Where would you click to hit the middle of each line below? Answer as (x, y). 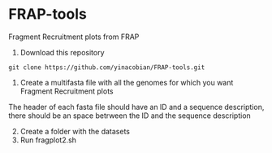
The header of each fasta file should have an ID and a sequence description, (136, 107)
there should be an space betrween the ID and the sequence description (130, 116)
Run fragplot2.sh (48, 140)
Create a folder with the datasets (75, 131)
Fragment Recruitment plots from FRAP (74, 37)
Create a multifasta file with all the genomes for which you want (127, 82)
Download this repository (62, 52)
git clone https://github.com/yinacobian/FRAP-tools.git (107, 67)
